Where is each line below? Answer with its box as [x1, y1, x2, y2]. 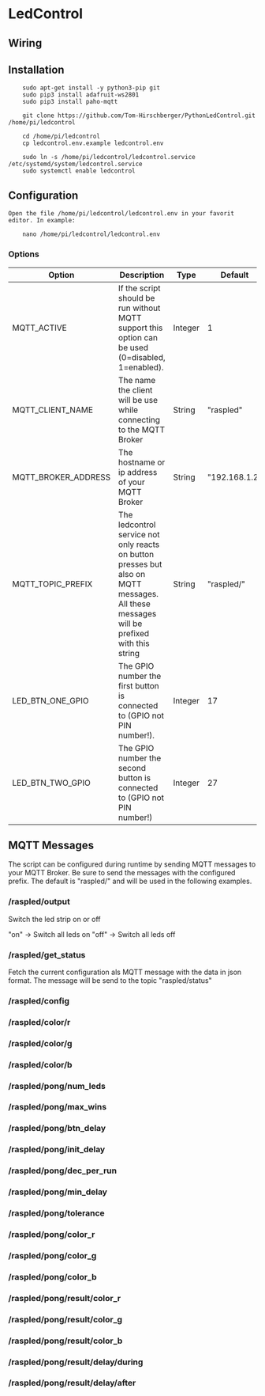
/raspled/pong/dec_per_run [8, 1165, 117, 1176]
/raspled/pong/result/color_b [8, 1335, 123, 1346]
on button [118, 548, 155, 560]
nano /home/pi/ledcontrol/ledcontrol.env [22, 230, 160, 238]
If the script [118, 283, 161, 294]
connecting [118, 414, 160, 425]
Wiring [8, 36, 43, 50]
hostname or [118, 457, 166, 468]
